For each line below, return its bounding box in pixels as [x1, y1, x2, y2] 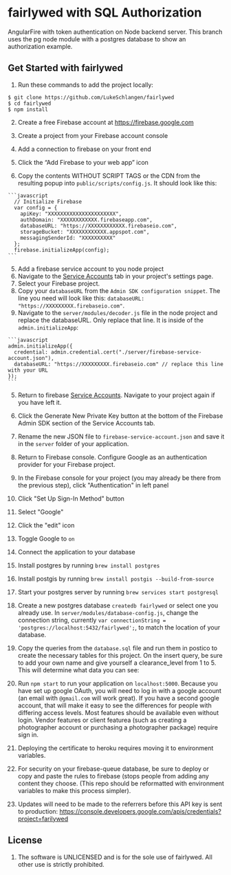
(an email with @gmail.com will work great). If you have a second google [17, 694, 219, 702]
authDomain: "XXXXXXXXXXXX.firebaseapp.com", [20, 216, 153, 223]
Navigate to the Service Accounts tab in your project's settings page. [17, 272, 214, 280]
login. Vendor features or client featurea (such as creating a [17, 716, 187, 724]
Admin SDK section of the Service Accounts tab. [17, 419, 155, 427]
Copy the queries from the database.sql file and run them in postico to [17, 643, 218, 652]
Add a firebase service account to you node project [17, 264, 164, 273]
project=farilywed [17, 814, 69, 823]
